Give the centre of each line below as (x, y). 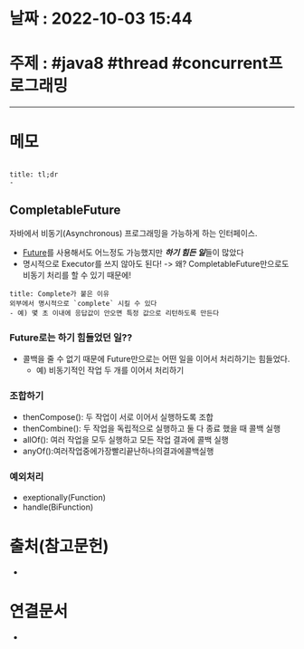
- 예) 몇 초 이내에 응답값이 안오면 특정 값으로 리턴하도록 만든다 (114, 313)
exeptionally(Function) (64, 497)
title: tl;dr (34, 175)
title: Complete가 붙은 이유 (60, 294)
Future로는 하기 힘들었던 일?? (71, 338)
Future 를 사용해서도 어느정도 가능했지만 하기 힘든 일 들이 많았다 (133, 252)
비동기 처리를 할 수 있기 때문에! (76, 275)
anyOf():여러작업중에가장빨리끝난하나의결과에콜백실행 (118, 451)
